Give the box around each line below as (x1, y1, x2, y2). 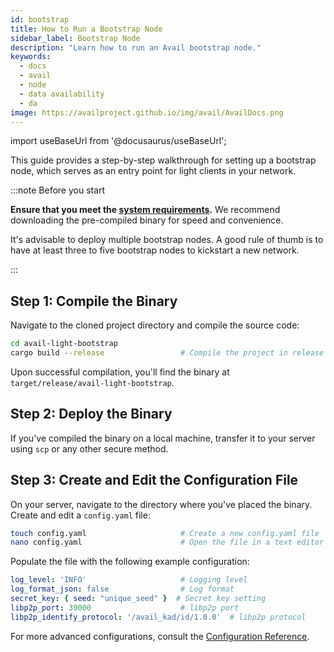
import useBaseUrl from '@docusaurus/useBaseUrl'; (10, 135, 227, 147)
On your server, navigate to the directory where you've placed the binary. (10, 498, 313, 510)
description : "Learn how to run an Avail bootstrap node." (10, 42, 262, 53)
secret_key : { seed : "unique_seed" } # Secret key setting (10, 594, 267, 604)
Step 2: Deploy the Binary (10, 406, 173, 423)
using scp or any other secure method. (10, 442, 169, 455)
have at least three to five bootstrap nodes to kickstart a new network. (10, 244, 300, 256)
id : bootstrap (10, 14, 70, 25)
